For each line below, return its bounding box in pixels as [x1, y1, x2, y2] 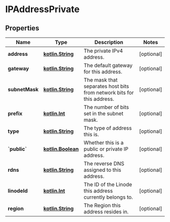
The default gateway [83, 62, 133, 69]
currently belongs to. [83, 194, 133, 201]
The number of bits [83, 104, 129, 110]
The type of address [83, 125, 132, 131]
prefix [8, 110, 23, 117]
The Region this [83, 202, 121, 209]
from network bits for [83, 89, 134, 96]
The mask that [83, 77, 118, 83]
